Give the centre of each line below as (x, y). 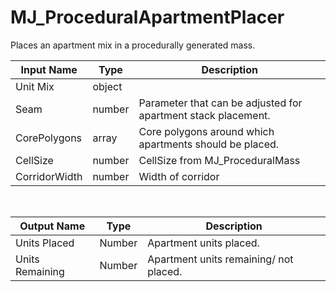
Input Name (49, 69)
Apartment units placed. (203, 243)
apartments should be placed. (209, 144)
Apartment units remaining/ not (220, 259)
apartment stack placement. (204, 115)
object (107, 86)
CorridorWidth (49, 176)
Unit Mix (35, 86)
